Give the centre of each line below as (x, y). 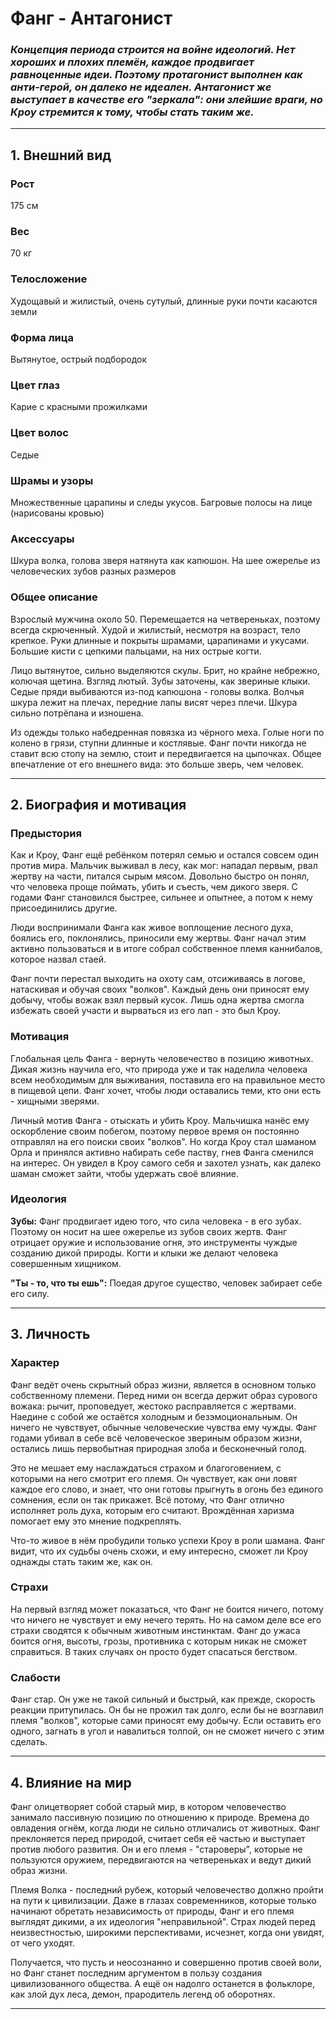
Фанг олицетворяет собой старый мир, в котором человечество (148, 1806)
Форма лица (42, 337)
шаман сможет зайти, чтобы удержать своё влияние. (124, 1173)
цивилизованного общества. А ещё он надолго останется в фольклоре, (162, 1983)
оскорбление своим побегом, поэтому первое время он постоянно (155, 1131)
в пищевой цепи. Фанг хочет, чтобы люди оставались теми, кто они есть (166, 1090)
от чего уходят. (42, 1943)
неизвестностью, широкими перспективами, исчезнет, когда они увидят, (167, 1932)
